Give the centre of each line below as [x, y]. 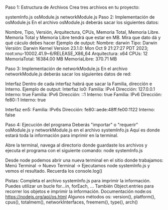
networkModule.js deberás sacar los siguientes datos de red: [68, 74]
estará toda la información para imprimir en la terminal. [62, 135]
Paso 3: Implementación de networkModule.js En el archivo [66, 68]
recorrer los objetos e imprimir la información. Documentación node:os [78, 191]
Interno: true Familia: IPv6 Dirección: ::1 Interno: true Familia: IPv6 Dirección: [83, 94]
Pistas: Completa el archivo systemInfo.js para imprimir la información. [78, 181]
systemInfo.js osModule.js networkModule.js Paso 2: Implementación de [80, 17]
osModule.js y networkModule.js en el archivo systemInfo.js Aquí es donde [83, 130]
